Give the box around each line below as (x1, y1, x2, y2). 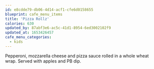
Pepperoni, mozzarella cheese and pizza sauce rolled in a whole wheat (5, 53, 149, 59)
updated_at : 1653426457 (5, 30, 54, 35)
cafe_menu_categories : (5, 35, 52, 40)
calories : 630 (5, 21, 34, 26)
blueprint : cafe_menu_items (5, 12, 63, 17)
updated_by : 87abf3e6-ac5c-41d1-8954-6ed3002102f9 (5, 26, 111, 31)
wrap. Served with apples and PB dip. (5, 58, 81, 64)
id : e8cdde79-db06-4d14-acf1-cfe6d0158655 (5, 7, 93, 12)
